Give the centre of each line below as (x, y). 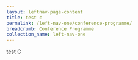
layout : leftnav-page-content (45, 12)
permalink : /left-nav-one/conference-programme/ (69, 23)
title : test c (24, 18)
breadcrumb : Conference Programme (50, 29)
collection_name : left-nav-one (46, 35)
